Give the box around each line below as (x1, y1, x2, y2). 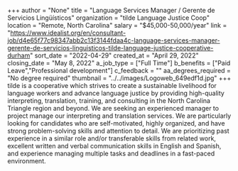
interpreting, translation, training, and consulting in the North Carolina (7, 96, 211, 105)
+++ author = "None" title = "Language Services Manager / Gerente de (7, 6, 215, 14)
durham (7, 51, 31, 60)
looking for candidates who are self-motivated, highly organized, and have (7, 119, 225, 127)
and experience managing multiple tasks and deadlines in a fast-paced (7, 149, 215, 158)
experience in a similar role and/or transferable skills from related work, (7, 134, 217, 143)
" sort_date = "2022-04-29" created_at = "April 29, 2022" (29, 51, 199, 60)
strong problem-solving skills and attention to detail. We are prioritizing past (7, 127, 229, 135)
